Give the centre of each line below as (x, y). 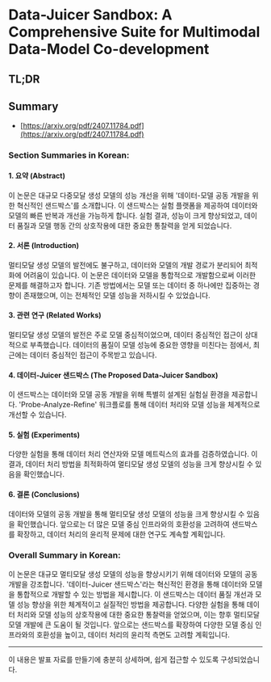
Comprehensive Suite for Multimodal (134, 32)
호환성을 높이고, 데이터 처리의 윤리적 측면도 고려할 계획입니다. (133, 634)
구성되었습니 (240, 659)
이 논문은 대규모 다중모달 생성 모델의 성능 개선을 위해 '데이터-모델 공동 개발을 (129, 195)
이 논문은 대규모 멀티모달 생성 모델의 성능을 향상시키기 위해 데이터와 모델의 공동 (133, 574)
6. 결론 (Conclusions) (44, 494)
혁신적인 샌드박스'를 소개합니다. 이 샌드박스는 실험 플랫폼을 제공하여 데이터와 (137, 205)
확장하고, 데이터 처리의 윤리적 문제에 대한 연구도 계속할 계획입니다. (121, 534)
